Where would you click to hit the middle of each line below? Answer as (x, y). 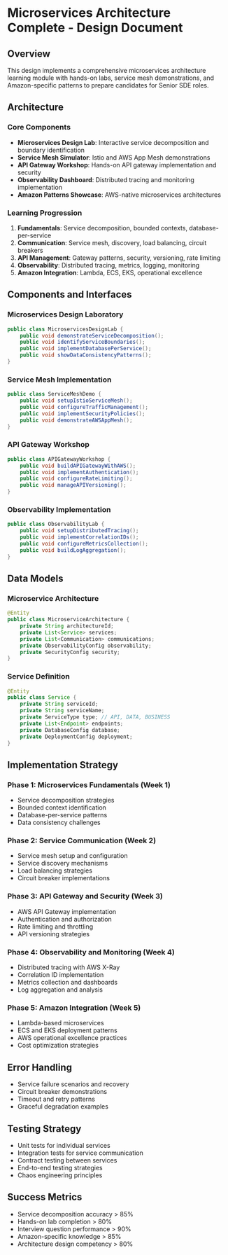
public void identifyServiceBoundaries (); (83, 342)
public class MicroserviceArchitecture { (69, 620)
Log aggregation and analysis (60, 990)
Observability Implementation (59, 509)
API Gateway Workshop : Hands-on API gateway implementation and (117, 165)
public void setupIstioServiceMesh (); (76, 401)
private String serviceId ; (59, 704)
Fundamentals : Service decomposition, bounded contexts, (102, 228)
